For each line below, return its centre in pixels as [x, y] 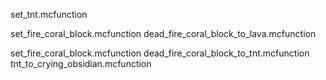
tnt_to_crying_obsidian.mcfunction [81, 63]
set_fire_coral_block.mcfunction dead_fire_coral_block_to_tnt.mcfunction [160, 53]
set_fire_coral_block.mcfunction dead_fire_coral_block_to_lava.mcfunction [163, 33]
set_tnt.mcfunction [49, 14]
